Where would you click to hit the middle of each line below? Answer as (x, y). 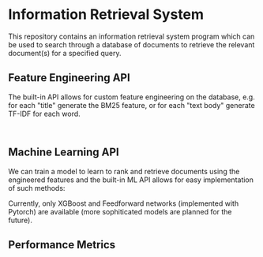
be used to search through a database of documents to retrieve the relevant (131, 44)
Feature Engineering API (69, 78)
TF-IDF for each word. (44, 114)
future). (21, 220)
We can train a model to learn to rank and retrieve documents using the (124, 171)
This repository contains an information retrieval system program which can (131, 36)
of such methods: (37, 188)
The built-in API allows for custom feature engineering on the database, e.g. (131, 97)
